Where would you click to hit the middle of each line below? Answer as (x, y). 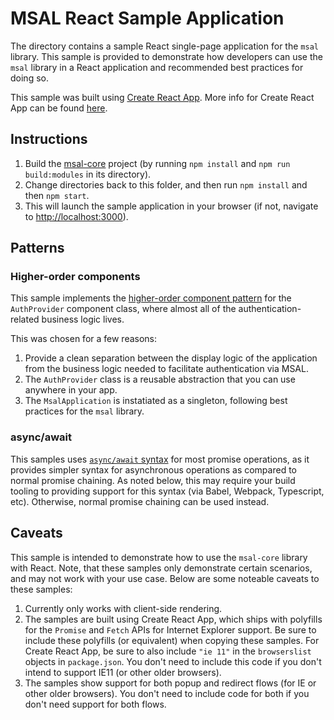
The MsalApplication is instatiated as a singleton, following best (156, 401)
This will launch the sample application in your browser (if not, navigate (171, 206)
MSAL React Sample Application (147, 18)
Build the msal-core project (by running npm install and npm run (157, 163)
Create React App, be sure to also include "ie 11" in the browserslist (168, 651)
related (25, 319)
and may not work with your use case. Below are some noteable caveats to (165, 578)
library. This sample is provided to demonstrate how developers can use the (166, 56)
